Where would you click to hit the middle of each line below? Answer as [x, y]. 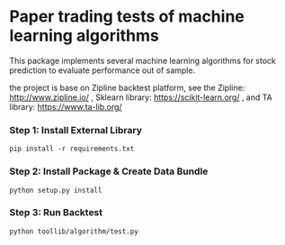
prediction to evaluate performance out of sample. [102, 70]
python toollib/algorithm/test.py [74, 231]
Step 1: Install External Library [76, 130]
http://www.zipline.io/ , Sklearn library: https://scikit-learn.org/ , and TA [141, 97]
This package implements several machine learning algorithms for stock [142, 60]
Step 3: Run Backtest [56, 213]
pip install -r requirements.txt [72, 149]
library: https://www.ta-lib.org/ [66, 106]
